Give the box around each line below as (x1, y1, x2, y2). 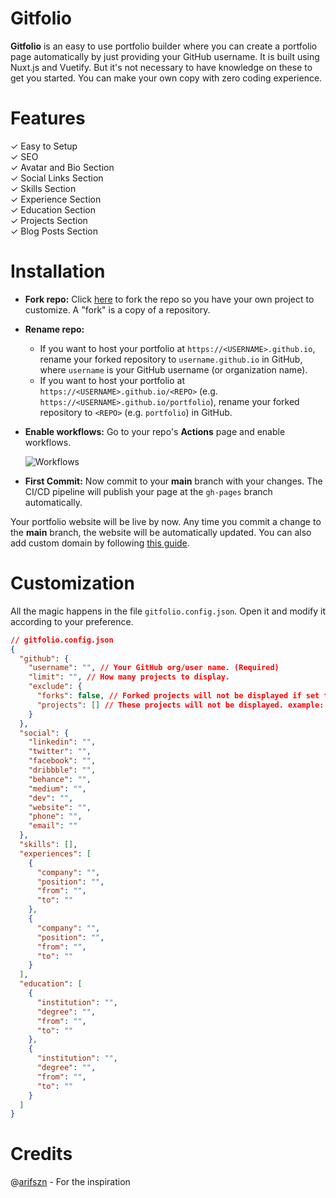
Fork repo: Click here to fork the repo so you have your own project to (24, 293, 315, 305)
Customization (10, 572, 135, 594)
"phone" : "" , (28, 812, 83, 822)
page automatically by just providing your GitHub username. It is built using (10, 50, 320, 62)
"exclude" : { (28, 682, 83, 692)
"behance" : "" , (28, 774, 92, 784)
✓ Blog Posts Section (10, 225, 98, 237)
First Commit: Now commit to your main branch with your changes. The (24, 475, 323, 487)
